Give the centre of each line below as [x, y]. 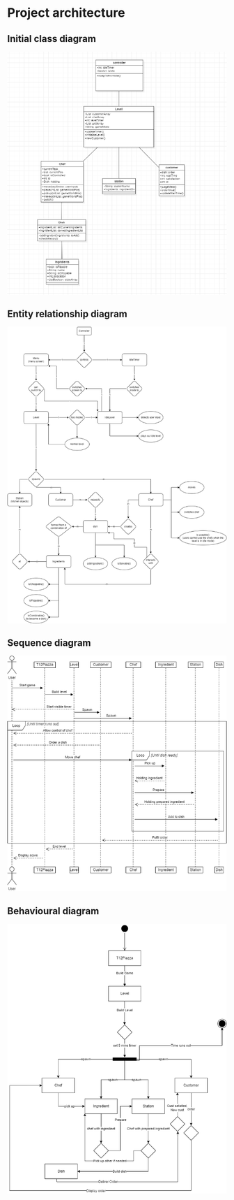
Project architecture [66, 13]
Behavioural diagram [53, 911]
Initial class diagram [52, 39]
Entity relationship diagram [67, 314]
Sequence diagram [49, 643]
